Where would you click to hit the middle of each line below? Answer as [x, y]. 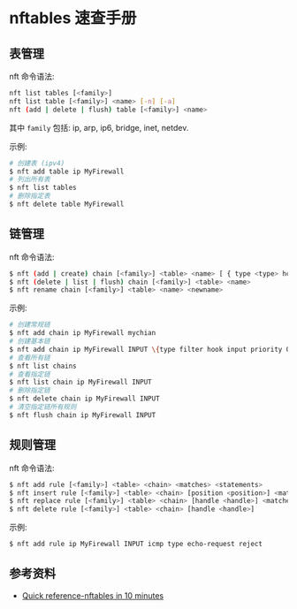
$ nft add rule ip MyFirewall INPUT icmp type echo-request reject [136, 544]
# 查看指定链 [30, 374]
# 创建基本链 [30, 341]
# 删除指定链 [30, 391]
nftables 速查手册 [73, 18]
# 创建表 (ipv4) [37, 163]
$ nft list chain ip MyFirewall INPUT [80, 382]
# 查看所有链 [30, 358]
